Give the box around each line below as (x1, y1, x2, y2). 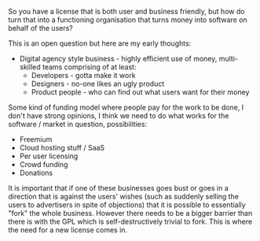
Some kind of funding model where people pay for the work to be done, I (8, 102, 244, 112)
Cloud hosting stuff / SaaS (19, 143, 105, 152)
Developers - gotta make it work (31, 71, 136, 80)
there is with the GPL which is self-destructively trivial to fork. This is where (8, 217, 253, 226)
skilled (19, 62, 41, 72)
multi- (218, 54, 238, 63)
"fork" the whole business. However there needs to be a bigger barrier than (8, 209, 253, 217)
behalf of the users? (8, 24, 73, 32)
